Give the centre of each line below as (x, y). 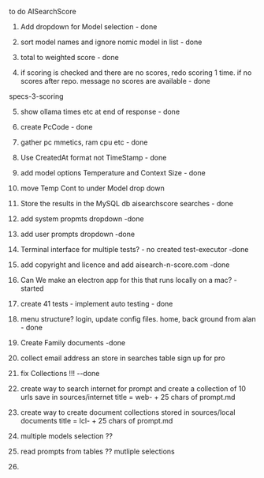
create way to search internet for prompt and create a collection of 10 (133, 389)
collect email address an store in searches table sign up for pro (123, 358)
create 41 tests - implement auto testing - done (97, 304)
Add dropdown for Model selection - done (89, 26)
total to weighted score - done (69, 57)
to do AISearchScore (43, 11)
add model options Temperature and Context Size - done (113, 173)
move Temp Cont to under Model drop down (92, 188)
